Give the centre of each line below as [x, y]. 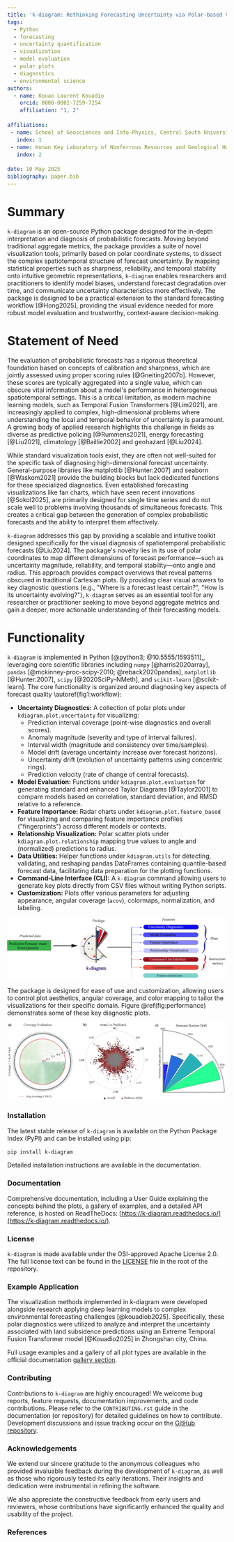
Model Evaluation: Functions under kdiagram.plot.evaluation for [111, 782]
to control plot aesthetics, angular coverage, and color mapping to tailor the [116, 998]
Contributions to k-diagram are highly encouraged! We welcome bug [105, 1393]
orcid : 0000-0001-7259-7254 [60, 103]
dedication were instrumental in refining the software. [84, 1486]
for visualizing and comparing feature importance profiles [100, 819]
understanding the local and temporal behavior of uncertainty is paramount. [116, 419]
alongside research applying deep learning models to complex [97, 1309]
